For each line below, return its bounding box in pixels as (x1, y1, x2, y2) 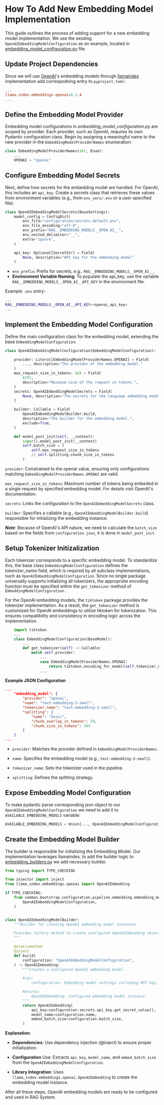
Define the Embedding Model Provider (5, 110, 123, 119)
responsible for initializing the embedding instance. (5, 515, 108, 521)
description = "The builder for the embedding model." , (22, 416, 134, 421)
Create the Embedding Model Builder (5, 835, 120, 844)
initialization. (12, 1045, 38, 1051)
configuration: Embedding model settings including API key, (31, 980, 159, 985)
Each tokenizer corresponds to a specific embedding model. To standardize (5, 557, 158, 563)
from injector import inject (5, 877, 64, 882)
